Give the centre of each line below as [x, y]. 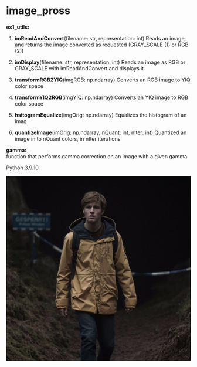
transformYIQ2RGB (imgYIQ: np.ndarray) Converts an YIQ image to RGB [101, 97]
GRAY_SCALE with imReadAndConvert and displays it [79, 68]
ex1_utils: [18, 27]
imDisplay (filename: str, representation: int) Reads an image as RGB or [100, 62]
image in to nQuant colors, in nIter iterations [67, 138]
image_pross [38, 11]
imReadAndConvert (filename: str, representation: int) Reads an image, [100, 38]
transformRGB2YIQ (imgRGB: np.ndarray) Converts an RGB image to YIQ [102, 80]
